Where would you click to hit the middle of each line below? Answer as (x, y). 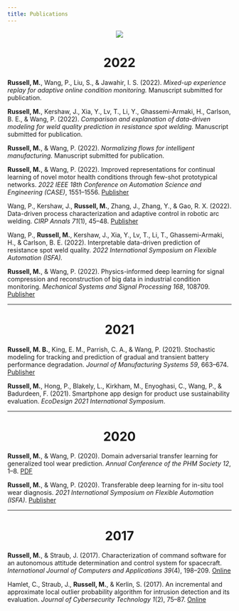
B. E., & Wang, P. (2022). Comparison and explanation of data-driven (109, 119)
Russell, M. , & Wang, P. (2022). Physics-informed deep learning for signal (116, 271)
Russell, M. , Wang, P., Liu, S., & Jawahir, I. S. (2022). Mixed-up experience (117, 82)
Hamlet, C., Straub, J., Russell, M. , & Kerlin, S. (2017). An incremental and (115, 585)
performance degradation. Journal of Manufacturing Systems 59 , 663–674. (118, 364)
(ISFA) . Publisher (32, 500)
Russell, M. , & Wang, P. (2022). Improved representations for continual (111, 169)
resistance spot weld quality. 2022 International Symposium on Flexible (112, 250)
